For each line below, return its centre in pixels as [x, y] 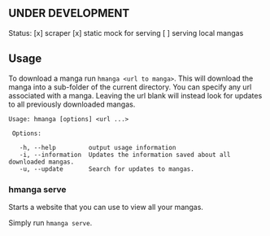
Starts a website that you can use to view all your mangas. [106, 207]
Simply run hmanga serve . [50, 222]
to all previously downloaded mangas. [72, 104]
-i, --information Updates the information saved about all [125, 155]
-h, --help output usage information [98, 147]
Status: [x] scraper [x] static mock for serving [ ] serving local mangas [126, 33]
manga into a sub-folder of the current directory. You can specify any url [130, 87]
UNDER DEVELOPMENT [69, 13]
